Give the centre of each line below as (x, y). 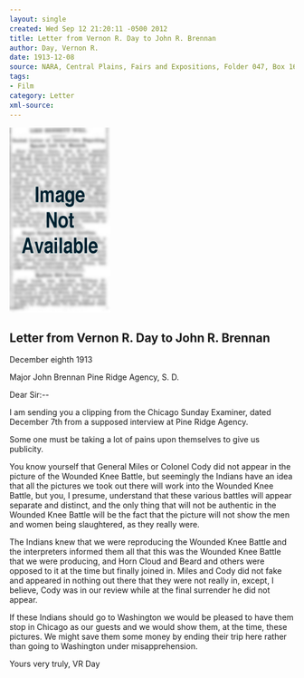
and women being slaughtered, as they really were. (105, 525)
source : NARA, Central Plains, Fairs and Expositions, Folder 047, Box (147, 67)
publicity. (26, 450)
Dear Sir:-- (29, 395)
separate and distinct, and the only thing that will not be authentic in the (143, 505)
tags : (19, 77)
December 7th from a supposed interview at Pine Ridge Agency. (129, 422)
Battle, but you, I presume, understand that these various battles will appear (151, 496)
